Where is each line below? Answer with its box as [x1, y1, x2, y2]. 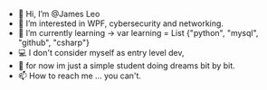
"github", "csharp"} [17, 37, 91, 48]
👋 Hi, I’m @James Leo [17, 9, 100, 19]
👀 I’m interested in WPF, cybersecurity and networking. [17, 18, 224, 29]
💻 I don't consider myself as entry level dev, [17, 48, 185, 58]
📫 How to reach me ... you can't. [17, 70, 142, 81]
